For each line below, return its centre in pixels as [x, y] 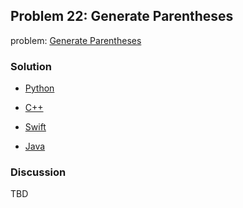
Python [39, 88]
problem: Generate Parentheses [76, 40]
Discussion [38, 172]
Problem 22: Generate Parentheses [122, 16]
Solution [31, 66]
